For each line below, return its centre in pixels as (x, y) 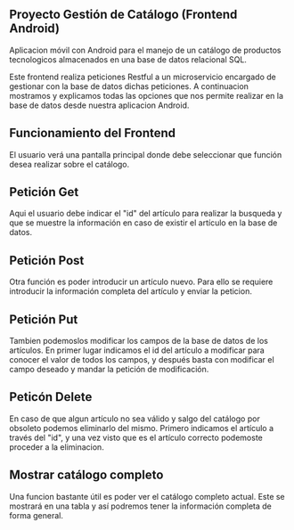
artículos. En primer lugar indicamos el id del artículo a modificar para (137, 350)
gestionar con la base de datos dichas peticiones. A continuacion (129, 86)
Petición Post (47, 261)
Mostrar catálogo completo (86, 475)
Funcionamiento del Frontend (93, 133)
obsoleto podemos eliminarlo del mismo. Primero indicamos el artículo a (142, 428)
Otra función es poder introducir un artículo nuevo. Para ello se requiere (141, 282)
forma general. (37, 515)
